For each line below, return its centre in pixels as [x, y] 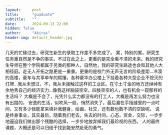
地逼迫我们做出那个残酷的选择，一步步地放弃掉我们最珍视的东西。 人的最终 [82, 121]
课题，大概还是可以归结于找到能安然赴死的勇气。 [55, 127]
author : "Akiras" [28, 33]
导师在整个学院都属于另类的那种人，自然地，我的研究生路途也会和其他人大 [86, 65]
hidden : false [20, 28]
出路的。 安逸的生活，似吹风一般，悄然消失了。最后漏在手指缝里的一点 [82, 102]
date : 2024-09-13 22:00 [37, 24]
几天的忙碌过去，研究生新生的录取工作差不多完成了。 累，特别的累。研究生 [82, 52]
